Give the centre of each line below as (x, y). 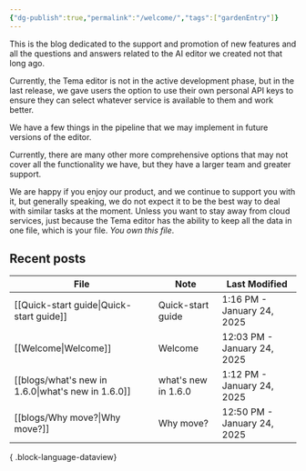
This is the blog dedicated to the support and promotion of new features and (153, 44)
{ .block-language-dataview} (63, 457)
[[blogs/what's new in (61, 380)
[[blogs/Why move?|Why (67, 417)
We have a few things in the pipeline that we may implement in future (139, 127)
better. (22, 109)
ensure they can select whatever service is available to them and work (142, 100)
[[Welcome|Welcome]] (63, 348)
